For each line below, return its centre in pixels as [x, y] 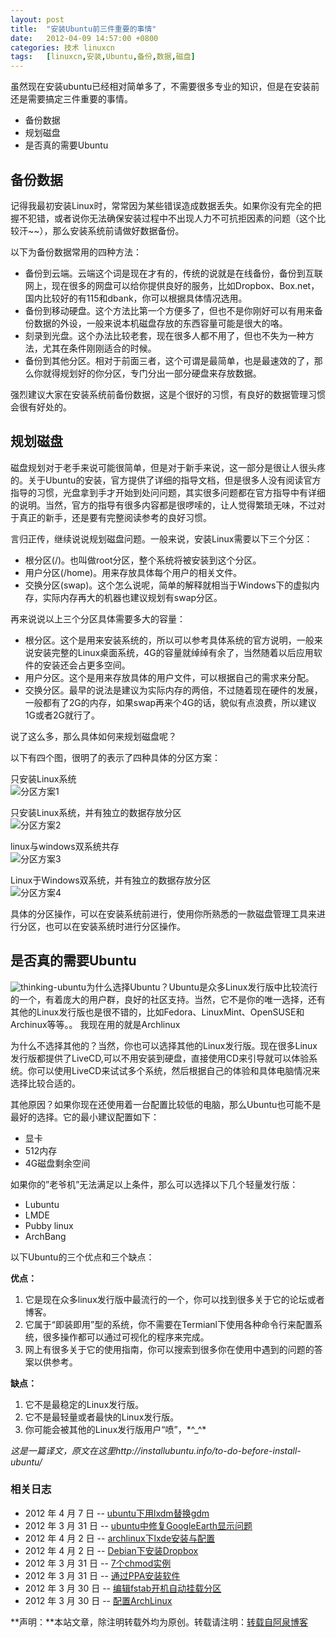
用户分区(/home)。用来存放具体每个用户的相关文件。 [133, 572]
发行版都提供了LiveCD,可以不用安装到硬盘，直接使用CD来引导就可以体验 [160, 1058]
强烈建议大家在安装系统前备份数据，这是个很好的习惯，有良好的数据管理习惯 [168, 394]
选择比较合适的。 [45, 1083]
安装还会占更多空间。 [86, 665]
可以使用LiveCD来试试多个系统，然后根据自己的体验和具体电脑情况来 [178, 1070]
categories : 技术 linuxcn [62, 47]
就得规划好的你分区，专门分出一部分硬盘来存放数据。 [152, 373]
